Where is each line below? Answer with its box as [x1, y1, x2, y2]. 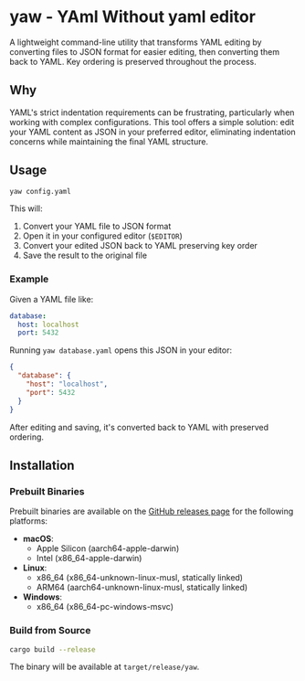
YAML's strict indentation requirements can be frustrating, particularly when [9, 107, 295, 118]
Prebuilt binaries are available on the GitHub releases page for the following [9, 505, 294, 517]
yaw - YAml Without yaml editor [9, 6, 256, 27]
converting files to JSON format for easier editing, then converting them [9, 46, 280, 57]
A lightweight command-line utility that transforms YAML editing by [9, 37, 262, 48]
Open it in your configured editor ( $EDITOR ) [22, 230, 183, 241]
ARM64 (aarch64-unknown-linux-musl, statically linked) [36, 582, 248, 593]
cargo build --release [9, 644, 96, 654]
